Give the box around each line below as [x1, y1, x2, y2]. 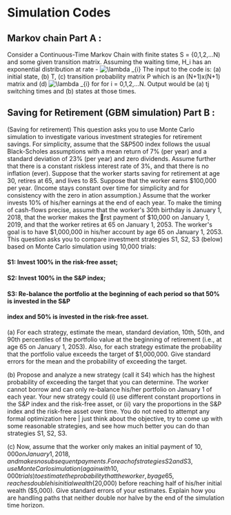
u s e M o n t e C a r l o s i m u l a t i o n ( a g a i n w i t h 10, [7, 464, 119, 472]
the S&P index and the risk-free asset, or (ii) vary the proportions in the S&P [7, 399, 222, 408]
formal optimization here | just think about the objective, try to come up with [7, 414, 223, 423]
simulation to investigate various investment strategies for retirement [7, 132, 202, 140]
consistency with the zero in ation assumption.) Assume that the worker [7, 191, 211, 199]
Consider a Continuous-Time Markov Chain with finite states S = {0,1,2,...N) [7, 50, 221, 59]
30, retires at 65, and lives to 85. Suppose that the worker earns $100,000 [7, 176, 217, 185]
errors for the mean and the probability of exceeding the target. [7, 357, 188, 366]
